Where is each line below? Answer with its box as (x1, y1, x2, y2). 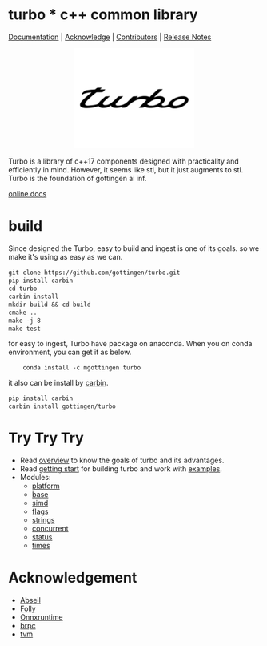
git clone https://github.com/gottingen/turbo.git (8, 268, 181, 277)
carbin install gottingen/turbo (8, 402, 116, 410)
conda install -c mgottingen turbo (22, 363, 141, 372)
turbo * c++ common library (8, 6, 198, 24)
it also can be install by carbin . (8, 378, 109, 387)
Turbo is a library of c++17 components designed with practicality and (8, 156, 240, 166)
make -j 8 (8, 317, 42, 325)
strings (31, 515, 55, 524)
